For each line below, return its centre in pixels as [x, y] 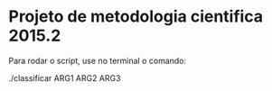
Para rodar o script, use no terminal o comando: [98, 60]
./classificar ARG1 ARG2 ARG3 [65, 77]
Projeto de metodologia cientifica [136, 17]
